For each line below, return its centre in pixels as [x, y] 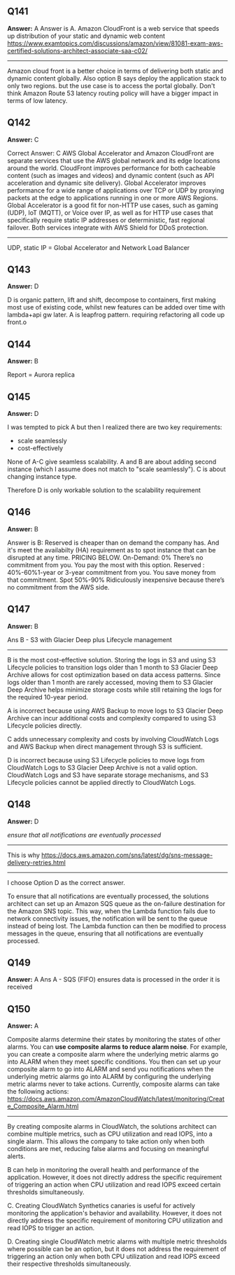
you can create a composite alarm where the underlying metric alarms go [113, 1054]
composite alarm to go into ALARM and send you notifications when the [111, 1069]
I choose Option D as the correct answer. [66, 882]
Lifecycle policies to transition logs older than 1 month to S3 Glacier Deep [113, 667]
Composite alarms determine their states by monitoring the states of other [114, 1040]
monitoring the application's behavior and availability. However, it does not [114, 1213]
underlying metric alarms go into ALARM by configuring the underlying [109, 1077]
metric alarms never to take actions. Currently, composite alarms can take [114, 1084]
